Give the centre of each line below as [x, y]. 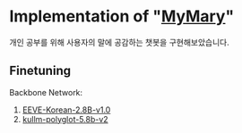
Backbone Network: [46, 92]
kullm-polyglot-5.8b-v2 [65, 119]
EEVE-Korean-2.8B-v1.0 [66, 110]
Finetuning [40, 71]
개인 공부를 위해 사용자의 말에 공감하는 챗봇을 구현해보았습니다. [120, 42]
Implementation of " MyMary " [122, 17]
